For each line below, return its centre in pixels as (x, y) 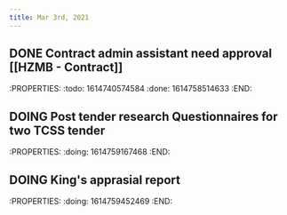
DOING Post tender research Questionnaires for (143, 116)
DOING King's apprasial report (95, 180)
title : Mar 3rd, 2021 (49, 17)
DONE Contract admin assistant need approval (141, 54)
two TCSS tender (57, 130)
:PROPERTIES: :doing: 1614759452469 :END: (91, 202)
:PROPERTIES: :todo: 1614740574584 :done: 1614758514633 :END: (131, 89)
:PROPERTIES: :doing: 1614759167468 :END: (90, 152)
